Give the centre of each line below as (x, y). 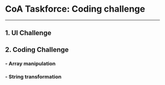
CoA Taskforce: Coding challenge (75, 9)
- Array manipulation (30, 64)
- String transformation (33, 77)
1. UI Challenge (28, 33)
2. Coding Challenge (37, 50)
